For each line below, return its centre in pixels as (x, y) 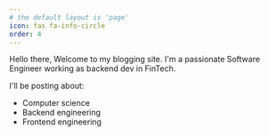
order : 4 (25, 34)
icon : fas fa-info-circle (57, 26)
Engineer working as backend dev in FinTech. (93, 68)
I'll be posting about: (47, 86)
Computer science (56, 103)
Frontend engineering (62, 122)
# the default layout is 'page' (69, 17)
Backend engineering (61, 113)
